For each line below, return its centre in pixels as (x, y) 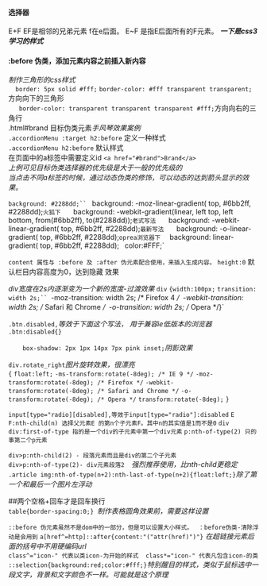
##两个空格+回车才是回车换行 (57, 501)
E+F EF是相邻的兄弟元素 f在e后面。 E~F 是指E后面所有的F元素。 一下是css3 (133, 31)
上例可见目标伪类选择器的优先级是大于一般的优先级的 (95, 168)
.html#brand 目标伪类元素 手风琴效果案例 (74, 128)
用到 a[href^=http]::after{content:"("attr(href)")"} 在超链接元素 (137, 537)
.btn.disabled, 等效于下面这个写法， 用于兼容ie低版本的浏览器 (110, 324)
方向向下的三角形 (36, 98)
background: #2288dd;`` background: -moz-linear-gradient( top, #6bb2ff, (130, 203)
